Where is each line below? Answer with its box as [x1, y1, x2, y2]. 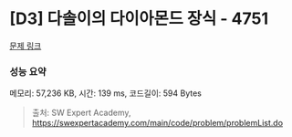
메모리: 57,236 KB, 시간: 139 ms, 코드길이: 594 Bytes [9, 88, 203, 99]
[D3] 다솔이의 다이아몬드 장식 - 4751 [9, 8, 269, 29]
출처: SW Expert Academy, [31, 107, 131, 119]
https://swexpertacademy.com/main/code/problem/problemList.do [31, 118, 284, 129]
